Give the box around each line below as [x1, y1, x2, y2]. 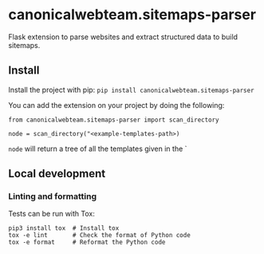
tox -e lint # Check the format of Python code [8, 232, 191, 240]
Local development [8, 167, 106, 181]
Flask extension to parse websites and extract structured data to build [8, 32, 238, 42]
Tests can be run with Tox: [8, 209, 96, 219]
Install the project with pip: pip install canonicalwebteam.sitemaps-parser [8, 85, 254, 94]
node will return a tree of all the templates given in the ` [8, 144, 187, 153]
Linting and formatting [8, 191, 97, 202]
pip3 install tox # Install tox [8, 224, 120, 232]
